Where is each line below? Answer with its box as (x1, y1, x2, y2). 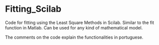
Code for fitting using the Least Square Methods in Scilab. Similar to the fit (5, 20, 155, 25)
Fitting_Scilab (5, 3, 62, 15)
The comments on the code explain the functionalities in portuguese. (5, 34, 144, 40)
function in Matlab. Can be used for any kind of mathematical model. (5, 24, 143, 30)
